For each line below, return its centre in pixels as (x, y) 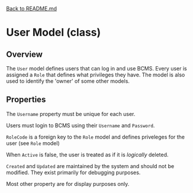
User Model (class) (54, 33)
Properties (26, 100)
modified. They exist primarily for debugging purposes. (73, 172)
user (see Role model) (33, 143)
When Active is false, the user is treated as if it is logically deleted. (87, 155)
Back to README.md (32, 9)
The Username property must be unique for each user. (71, 114)
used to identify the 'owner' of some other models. (68, 81)
